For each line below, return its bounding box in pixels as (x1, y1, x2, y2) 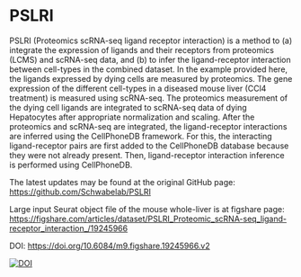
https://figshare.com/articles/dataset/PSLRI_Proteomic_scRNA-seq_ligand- (9, 213, 288, 224)
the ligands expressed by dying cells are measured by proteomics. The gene (9, 73, 293, 84)
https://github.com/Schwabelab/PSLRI (9, 186, 151, 197)
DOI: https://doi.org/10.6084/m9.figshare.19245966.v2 (9, 240, 211, 251)
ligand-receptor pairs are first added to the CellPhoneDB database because (9, 140, 289, 151)
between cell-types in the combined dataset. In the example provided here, (9, 64, 288, 75)
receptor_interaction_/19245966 (9, 222, 128, 234)
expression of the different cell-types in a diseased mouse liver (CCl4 (9, 83, 267, 94)
